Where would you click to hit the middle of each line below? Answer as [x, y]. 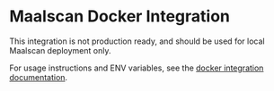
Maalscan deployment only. [60, 50]
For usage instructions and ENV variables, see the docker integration [137, 68]
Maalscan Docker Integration [120, 17]
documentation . [39, 77]
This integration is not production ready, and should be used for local [137, 41]
